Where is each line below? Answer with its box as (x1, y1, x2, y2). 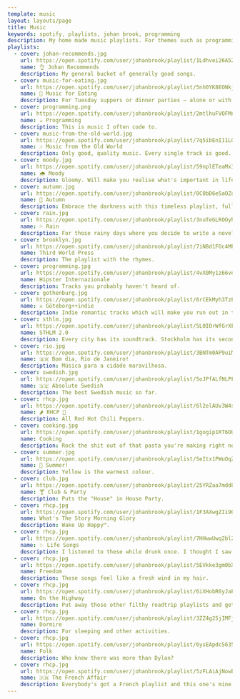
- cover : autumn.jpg (14, 183, 75, 190)
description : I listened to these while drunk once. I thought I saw (20, 548, 232, 555)
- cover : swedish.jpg (14, 369, 79, 376)
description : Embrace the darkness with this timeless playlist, (20, 203, 219, 211)
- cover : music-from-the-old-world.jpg (14, 130, 133, 137)
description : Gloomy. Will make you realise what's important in (20, 176, 219, 183)
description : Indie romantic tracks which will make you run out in (20, 309, 229, 316)
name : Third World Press (20, 249, 94, 257)
